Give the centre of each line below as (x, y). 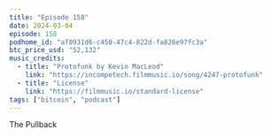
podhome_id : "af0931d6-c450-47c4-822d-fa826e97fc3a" (108, 42)
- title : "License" (53, 83)
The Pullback (33, 125)
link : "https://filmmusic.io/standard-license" (114, 91)
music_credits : (37, 58)
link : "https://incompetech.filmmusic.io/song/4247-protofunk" (144, 75)
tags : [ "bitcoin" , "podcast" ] (65, 99)
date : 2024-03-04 (41, 26)
